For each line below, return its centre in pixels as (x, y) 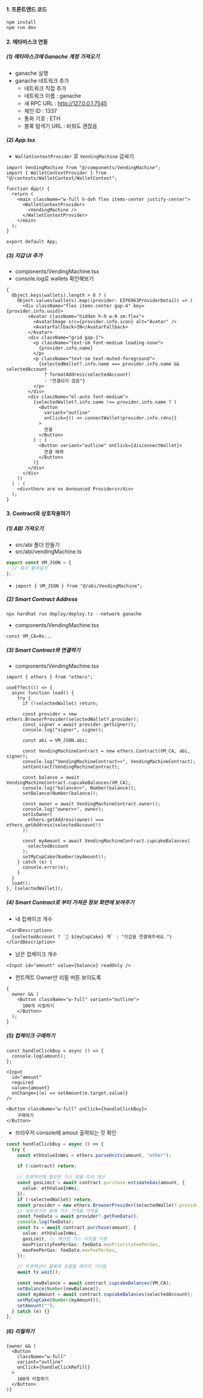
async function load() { (43, 693)
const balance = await (51, 777)
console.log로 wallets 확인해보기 (54, 279)
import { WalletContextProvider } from (56, 173)
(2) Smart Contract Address (42, 599)
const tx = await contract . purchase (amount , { (77, 1228)
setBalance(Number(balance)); (60, 793)
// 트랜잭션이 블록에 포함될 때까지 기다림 (62, 1267)
